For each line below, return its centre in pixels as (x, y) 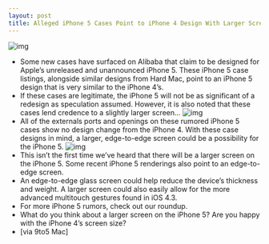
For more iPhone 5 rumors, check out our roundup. (104, 206)
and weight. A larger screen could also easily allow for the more (125, 189)
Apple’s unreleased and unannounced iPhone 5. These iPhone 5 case (134, 70)
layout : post (30, 16)
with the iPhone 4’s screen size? (73, 223)
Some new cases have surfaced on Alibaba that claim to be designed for (140, 62)
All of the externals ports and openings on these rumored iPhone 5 (130, 121)
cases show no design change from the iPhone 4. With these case (129, 130)
